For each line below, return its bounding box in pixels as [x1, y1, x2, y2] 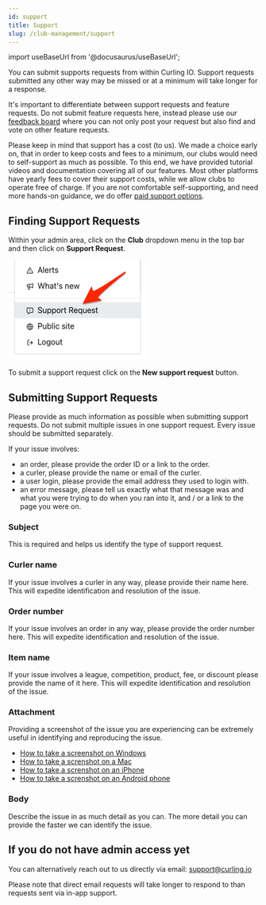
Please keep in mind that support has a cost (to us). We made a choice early [8, 141, 258, 150]
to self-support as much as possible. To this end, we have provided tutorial [8, 157, 253, 167]
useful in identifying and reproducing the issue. [8, 733, 163, 742]
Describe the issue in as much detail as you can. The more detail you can [8, 811, 248, 821]
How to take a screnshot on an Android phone [19, 774, 171, 784]
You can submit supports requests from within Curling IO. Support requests [8, 67, 255, 77]
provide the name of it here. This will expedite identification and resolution [8, 679, 251, 688]
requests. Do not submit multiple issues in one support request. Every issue [8, 421, 256, 429]
